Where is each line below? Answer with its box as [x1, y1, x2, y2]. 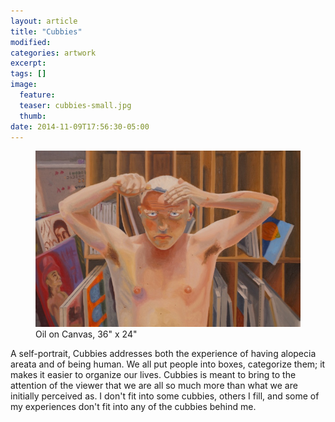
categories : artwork [10, 48, 97, 58]
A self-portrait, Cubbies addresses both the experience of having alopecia [10, 348, 317, 360]
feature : [19, 90, 56, 100]
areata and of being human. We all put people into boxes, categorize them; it [10, 358, 326, 370]
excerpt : [10, 58, 47, 69]
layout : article [10, 16, 78, 26]
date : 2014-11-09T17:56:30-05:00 [10, 121, 150, 132]
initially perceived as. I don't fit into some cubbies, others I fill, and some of [10, 390, 320, 402]
